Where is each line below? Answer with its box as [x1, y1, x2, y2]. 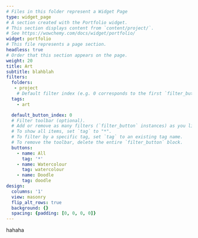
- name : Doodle [16, 172, 54, 178]
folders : [11, 80, 33, 86]
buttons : [11, 145, 33, 150]
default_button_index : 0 [11, 112, 72, 118]
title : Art [6, 63, 33, 69]
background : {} [11, 205, 49, 211]
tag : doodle [21, 177, 51, 184]
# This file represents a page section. [6, 42, 107, 48]
